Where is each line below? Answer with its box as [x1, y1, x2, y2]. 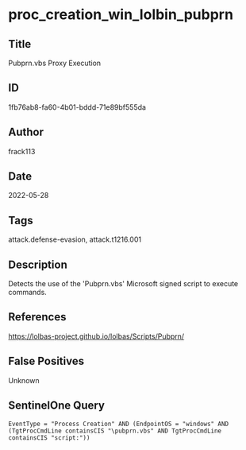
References [8, 310, 67, 324]
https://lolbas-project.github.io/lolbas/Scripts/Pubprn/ [8, 332, 185, 341]
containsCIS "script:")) [8, 433, 90, 442]
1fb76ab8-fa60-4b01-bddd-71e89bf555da [8, 102, 147, 112]
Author [8, 126, 44, 139]
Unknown [8, 375, 40, 385]
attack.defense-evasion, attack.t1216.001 [8, 235, 141, 244]
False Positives [8, 355, 85, 368]
